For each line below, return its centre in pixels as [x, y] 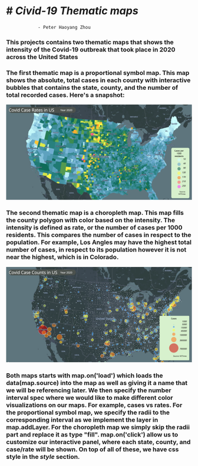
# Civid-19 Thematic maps [72, 11]
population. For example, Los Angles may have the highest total [99, 242]
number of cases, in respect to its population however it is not [96, 250]
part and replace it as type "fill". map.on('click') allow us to [92, 434]
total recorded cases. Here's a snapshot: [65, 94]
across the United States [42, 57]
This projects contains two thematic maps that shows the [90, 42]
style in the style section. [43, 457]
